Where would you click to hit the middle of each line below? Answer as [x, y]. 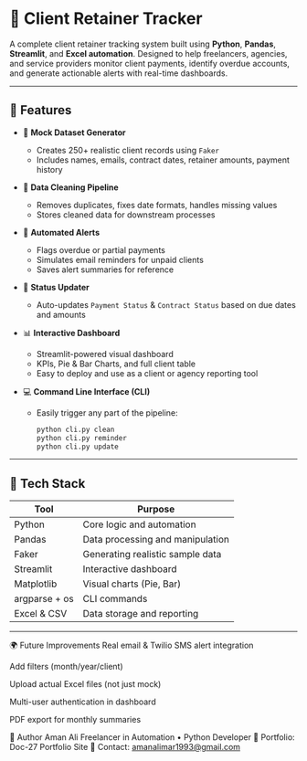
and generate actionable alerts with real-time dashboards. [119, 73]
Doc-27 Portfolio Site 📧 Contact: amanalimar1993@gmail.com [125, 747]
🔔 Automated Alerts [61, 232]
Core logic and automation [139, 524]
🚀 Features [41, 110]
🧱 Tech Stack [48, 483]
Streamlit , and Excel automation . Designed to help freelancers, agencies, [148, 53]
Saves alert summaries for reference [105, 270]
